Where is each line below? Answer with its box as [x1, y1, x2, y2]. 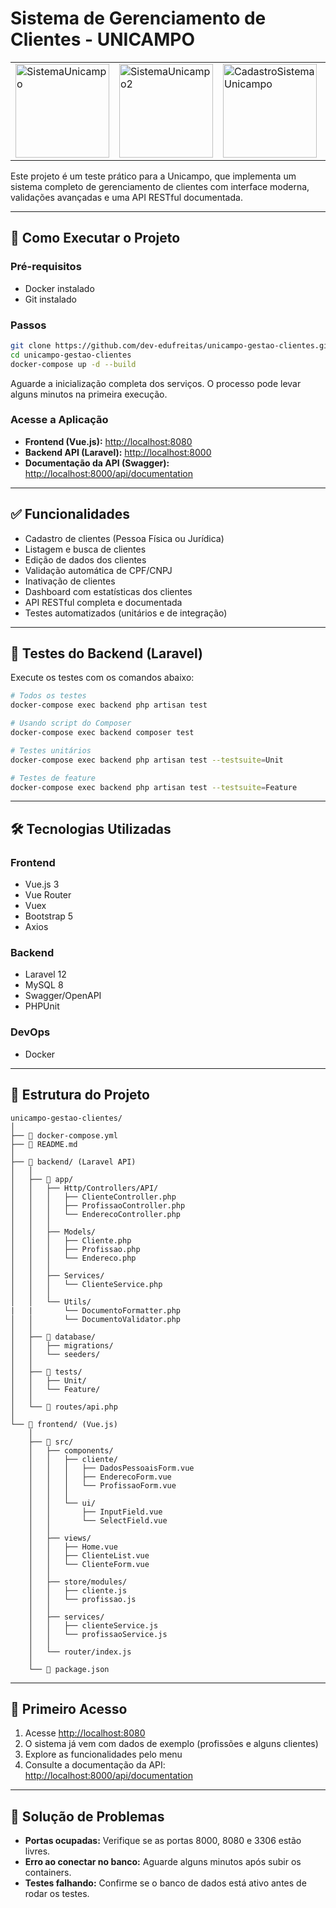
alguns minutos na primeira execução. [10, 388, 168, 400]
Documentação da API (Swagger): [24, 457, 170, 469]
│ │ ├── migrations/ [10, 1340, 114, 1351]
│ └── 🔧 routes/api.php [10, 1402, 118, 1412]
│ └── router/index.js [28, 1647, 132, 1657]
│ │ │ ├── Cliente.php [10, 1235, 132, 1246]
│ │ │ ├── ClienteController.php [10, 1192, 177, 1202]
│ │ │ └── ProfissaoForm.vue [28, 1480, 177, 1491]
